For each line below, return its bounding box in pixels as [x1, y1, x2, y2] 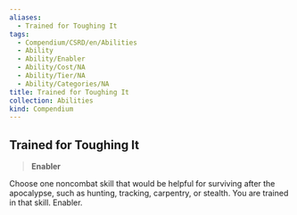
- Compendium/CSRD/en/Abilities [17, 37, 138, 47]
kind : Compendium [9, 104, 74, 113]
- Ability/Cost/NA [17, 63, 87, 72]
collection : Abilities [9, 95, 94, 105]
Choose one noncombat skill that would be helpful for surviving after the [9, 178, 276, 189]
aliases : [9, 12, 42, 22]
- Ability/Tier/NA [17, 71, 87, 80]
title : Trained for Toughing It [9, 87, 129, 96]
